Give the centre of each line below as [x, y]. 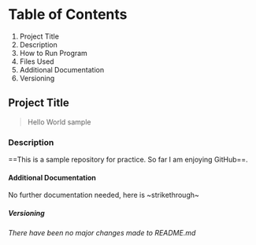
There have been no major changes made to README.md [102, 233]
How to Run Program [54, 53]
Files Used [37, 61]
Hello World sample [59, 122]
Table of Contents [68, 15]
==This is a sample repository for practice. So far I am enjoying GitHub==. [128, 160]
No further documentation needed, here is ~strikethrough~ [104, 195]
